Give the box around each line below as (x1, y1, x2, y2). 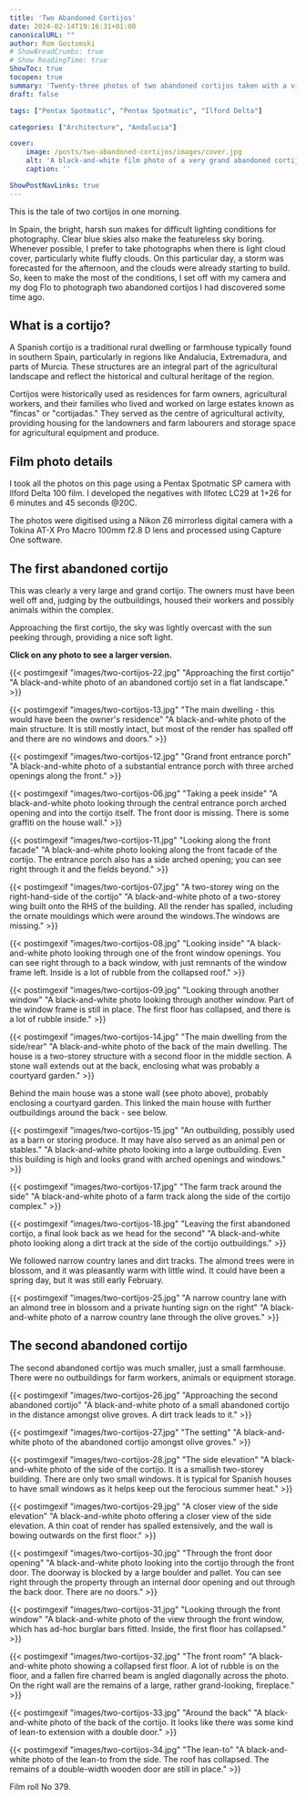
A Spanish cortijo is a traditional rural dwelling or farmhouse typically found (9, 342, 292, 353)
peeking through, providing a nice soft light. (9, 632, 173, 643)
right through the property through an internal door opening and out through (9, 1577, 296, 1587)
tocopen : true (9, 73, 64, 82)
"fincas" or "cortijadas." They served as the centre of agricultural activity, (9, 408, 285, 419)
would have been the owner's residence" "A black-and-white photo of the (9, 714, 287, 725)
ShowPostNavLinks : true (9, 181, 100, 190)
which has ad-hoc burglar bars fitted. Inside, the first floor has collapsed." (9, 1623, 287, 1634)
